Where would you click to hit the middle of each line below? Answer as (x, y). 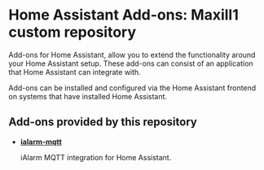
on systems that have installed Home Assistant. (88, 96)
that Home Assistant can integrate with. (75, 72)
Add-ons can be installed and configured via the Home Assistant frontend (132, 88)
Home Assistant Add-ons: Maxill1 (123, 15)
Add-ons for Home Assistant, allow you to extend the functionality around (132, 54)
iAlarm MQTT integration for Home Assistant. (96, 157)
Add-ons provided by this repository (103, 122)
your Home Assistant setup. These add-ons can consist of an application (131, 63)
